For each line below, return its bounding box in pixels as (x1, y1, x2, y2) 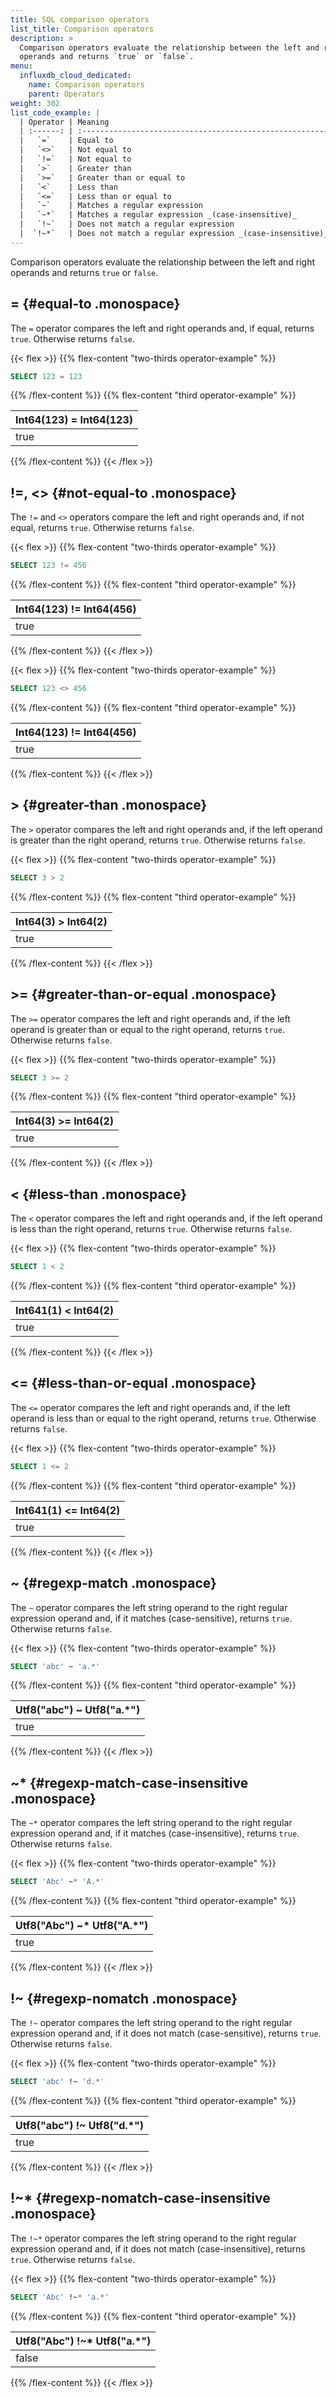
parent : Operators (28, 89, 105, 99)
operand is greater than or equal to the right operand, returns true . (10, 1023, 285, 1035)
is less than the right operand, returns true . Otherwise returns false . (10, 1223, 293, 1235)
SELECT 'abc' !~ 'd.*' (10, 2076, 105, 2086)
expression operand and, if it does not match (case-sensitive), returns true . (10, 2027, 322, 2039)
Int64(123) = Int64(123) (15, 413, 133, 427)
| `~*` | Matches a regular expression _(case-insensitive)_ (19, 210, 298, 220)
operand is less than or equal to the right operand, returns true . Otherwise (10, 1412, 317, 1424)
